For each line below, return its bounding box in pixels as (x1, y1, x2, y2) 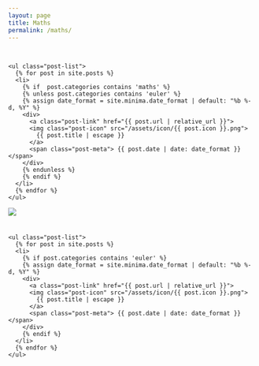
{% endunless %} (22, 166, 76, 174)
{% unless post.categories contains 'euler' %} (22, 90, 181, 98)
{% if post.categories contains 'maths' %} (22, 83, 171, 91)
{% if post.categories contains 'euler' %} (22, 254, 168, 262)
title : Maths (8, 19, 51, 27)
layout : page (8, 11, 51, 20)
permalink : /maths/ (8, 26, 72, 34)
